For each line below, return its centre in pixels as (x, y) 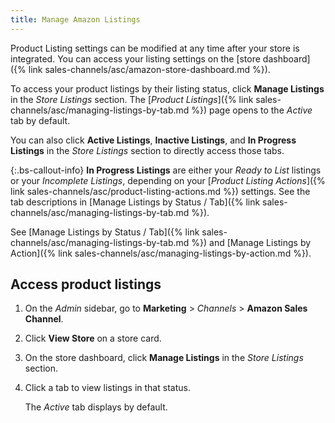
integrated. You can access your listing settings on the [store (135, 58)
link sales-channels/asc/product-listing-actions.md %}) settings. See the (160, 191)
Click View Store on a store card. (93, 338)
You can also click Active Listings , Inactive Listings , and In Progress (153, 140)
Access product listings (86, 284)
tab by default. (40, 120)
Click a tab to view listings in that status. (107, 388)
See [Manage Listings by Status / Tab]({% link (105, 232)
